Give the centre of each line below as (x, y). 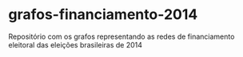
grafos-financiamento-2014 (103, 15)
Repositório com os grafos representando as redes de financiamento (121, 36)
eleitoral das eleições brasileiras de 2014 (75, 44)
